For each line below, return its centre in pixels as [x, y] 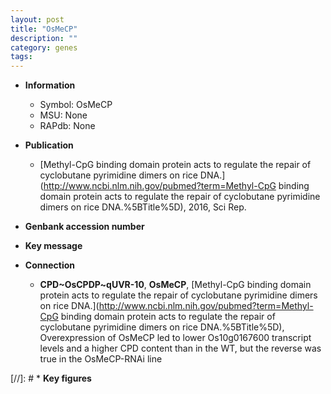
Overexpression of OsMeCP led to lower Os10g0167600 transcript [175, 338]
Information [50, 85]
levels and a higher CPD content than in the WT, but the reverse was [180, 348]
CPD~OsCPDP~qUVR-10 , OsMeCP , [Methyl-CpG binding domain [175, 285]
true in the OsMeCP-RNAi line [101, 359]
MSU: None [63, 115]
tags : [21, 57]
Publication [49, 145]
